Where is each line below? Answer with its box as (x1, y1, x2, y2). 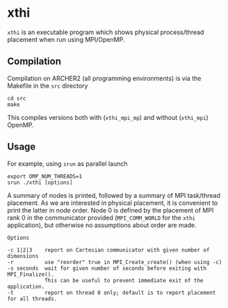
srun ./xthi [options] (7, 179, 73, 186)
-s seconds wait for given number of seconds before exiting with (7, 265, 207, 272)
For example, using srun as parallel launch (7, 159, 128, 168)
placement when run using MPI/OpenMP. (7, 35, 125, 43)
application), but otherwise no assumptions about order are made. (7, 221, 197, 229)
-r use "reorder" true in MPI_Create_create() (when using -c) (7, 259, 222, 265)
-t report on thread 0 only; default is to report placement (7, 289, 216, 296)
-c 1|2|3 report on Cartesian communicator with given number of (7, 246, 210, 254)
